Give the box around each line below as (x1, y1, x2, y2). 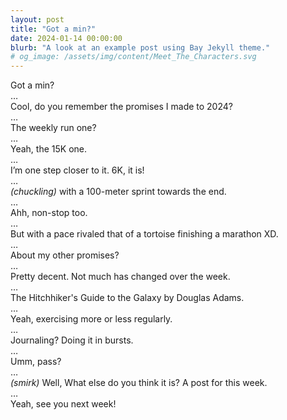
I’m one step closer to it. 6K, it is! (10, 164, 145, 176)
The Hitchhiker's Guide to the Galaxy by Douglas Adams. (10, 292, 245, 304)
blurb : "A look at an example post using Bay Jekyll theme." (10, 42, 271, 53)
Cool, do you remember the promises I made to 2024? (10, 101, 233, 113)
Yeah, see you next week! (10, 398, 117, 410)
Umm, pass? (10, 356, 62, 368)
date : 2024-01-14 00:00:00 (10, 33, 123, 43)
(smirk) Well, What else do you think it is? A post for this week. (10, 377, 268, 389)
